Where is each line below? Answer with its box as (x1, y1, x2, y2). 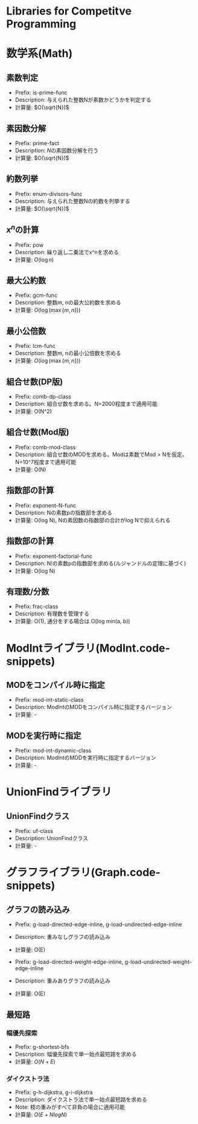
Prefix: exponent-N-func (14, 502, 77, 509)
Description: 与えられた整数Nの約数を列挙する (14, 197, 130, 204)
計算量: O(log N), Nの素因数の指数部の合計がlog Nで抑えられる (14, 516, 171, 524)
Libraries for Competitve (6, 4, 132, 18)
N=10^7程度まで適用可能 (14, 458, 77, 465)
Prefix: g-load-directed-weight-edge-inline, (14, 958, 124, 966)
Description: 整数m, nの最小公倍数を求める (14, 350, 121, 357)
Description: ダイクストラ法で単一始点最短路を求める (14, 1096, 147, 1103)
